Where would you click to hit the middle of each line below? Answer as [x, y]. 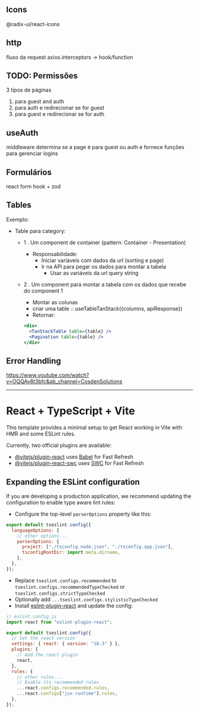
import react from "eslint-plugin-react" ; [59, 622]
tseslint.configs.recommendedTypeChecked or [70, 586]
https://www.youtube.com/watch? [48, 375]
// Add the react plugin [47, 655]
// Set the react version [44, 638]
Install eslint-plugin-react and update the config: [74, 605]
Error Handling [33, 361]
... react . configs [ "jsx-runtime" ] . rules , [67, 694]
